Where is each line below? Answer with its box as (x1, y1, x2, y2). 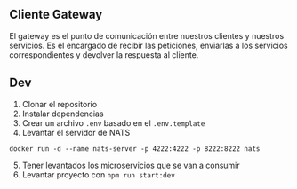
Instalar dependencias (21, 108, 104, 119)
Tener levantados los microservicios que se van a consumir (21, 160, 240, 170)
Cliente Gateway (9, 7, 103, 22)
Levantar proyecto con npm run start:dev (21, 169, 175, 180)
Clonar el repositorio (21, 98, 98, 109)
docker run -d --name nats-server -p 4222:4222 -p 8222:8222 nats (9, 144, 261, 154)
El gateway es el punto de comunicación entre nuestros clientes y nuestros (9, 30, 285, 41)
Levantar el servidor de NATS (21, 127, 131, 138)
